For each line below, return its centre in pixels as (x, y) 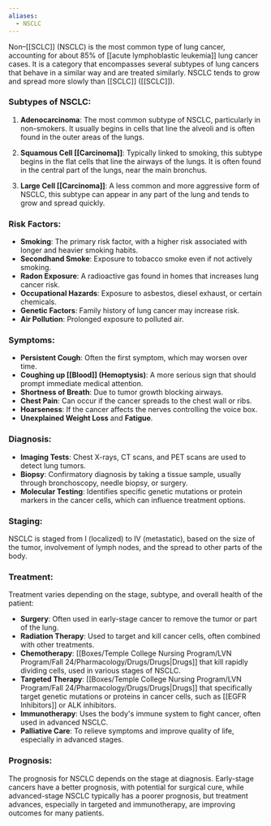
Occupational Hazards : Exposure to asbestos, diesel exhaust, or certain (141, 294)
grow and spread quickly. (62, 203)
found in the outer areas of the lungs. (82, 137)
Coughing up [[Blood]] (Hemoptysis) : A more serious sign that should (138, 375)
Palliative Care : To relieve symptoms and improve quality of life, (127, 731)
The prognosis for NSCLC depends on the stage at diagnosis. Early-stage (131, 778)
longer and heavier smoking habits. (79, 250)
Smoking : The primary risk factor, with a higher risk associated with (133, 242)
